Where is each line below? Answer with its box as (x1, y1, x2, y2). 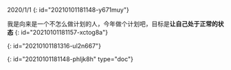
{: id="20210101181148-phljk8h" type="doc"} (7, 55, 134, 63)
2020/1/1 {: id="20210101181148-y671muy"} (7, 6, 129, 14)
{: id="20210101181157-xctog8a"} (14, 29, 109, 36)
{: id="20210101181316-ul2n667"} (7, 42, 102, 50)
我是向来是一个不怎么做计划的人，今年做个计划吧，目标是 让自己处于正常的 (7, 20, 218, 28)
